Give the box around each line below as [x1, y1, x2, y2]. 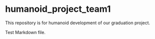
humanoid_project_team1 [5, 3, 111, 15]
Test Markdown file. [5, 29, 46, 35]
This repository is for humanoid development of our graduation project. [5, 20, 150, 26]
